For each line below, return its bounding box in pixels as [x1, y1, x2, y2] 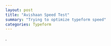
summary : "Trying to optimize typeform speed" [5, 17, 106, 22]
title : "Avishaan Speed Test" [5, 12, 70, 17]
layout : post [5, 7, 33, 13]
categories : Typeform [5, 21, 52, 27]
